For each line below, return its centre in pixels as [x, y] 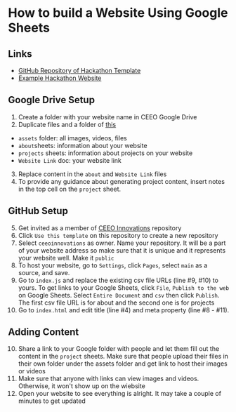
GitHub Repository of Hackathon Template [79, 71]
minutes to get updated [52, 401]
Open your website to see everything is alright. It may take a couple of [120, 394]
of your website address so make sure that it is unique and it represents [122, 250]
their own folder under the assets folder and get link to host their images [123, 364]
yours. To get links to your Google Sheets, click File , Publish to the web [124, 287]
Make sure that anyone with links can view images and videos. [109, 379]
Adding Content [44, 332]
